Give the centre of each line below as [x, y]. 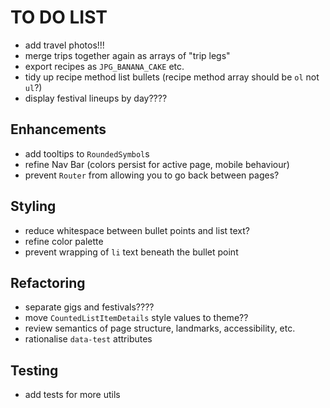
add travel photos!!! [64, 45]
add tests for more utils [72, 395]
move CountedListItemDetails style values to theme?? [136, 318]
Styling [33, 206]
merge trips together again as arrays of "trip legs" [127, 55]
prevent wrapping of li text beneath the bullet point [131, 252]
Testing [34, 370]
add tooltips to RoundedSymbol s [87, 153]
